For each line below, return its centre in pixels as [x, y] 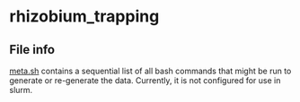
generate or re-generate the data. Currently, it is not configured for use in [145, 81]
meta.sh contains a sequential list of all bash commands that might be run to [150, 71]
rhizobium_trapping [84, 17]
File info [32, 50]
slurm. [21, 90]
